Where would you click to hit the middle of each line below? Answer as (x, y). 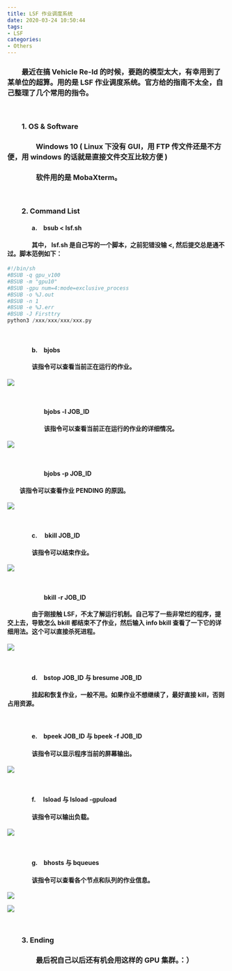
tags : (15, 27)
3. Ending (38, 940)
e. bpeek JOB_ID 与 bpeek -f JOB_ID (87, 736)
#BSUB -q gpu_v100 (34, 275)
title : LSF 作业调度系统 (40, 14)
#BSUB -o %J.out (31, 295)
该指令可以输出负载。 (62, 817)
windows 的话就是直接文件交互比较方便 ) (99, 157)
